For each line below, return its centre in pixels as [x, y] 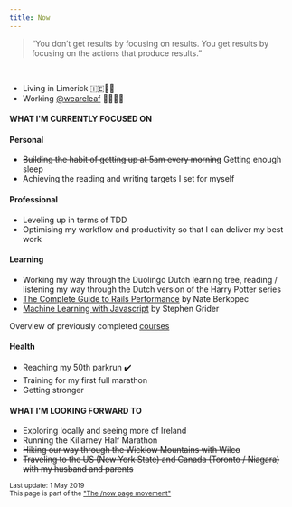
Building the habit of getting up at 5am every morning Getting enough [152, 160]
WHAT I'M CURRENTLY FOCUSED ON [80, 119]
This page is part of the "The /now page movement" [90, 493]
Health [22, 347]
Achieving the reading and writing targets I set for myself [128, 179]
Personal [27, 139]
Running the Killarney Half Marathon [90, 440]
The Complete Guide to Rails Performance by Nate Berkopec [136, 298]
